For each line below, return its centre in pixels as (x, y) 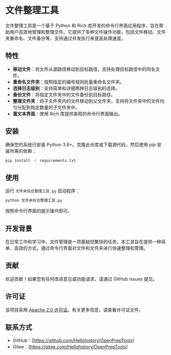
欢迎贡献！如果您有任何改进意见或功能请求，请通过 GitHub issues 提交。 (81, 279)
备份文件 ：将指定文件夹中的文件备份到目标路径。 (64, 94)
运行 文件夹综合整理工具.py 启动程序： (43, 191)
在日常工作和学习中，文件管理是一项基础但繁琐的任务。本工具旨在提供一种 (83, 241)
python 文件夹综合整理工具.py (34, 201)
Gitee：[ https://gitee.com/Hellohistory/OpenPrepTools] (70, 347)
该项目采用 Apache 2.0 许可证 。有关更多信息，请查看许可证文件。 (74, 310)
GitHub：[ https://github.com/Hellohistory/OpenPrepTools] (73, 340)
